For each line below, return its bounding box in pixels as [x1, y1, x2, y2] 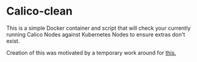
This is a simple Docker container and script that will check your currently [6, 24, 191, 32]
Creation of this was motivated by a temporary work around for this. [6, 49, 176, 56]
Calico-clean [6, 4, 73, 18]
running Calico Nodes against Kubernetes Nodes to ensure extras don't [6, 30, 185, 38]
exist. [6, 37, 20, 44]
